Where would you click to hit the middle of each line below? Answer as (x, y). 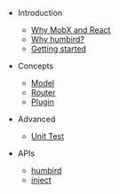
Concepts (36, 66)
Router (43, 93)
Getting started (59, 49)
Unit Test (48, 136)
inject (41, 180)
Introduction (40, 13)
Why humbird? (57, 39)
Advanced (36, 119)
